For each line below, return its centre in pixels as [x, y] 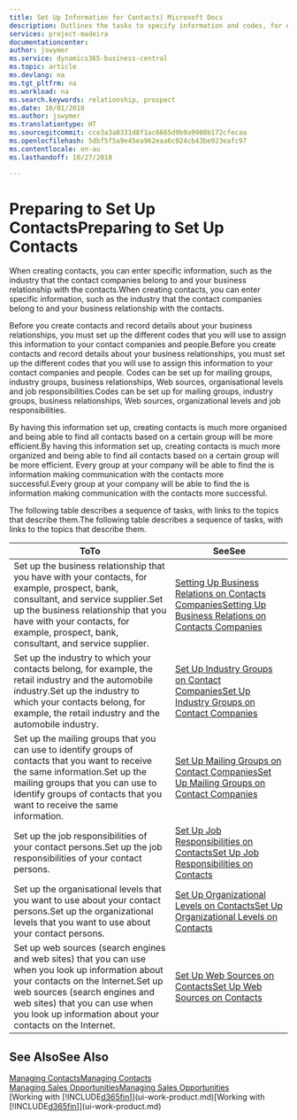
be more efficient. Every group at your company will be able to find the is [142, 465]
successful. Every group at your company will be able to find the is [129, 484]
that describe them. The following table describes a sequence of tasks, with [146, 520]
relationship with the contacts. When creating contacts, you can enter [135, 290]
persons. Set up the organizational [84, 911]
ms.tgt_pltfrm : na [43, 83]
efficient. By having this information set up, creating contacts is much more [145, 446]
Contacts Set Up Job [217, 853]
